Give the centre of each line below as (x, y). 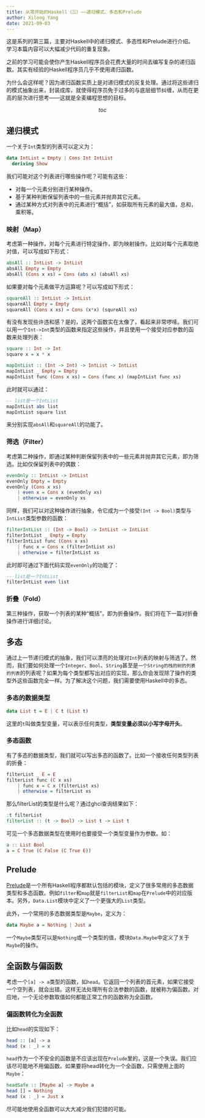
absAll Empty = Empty (34, 269)
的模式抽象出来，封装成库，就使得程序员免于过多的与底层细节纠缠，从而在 (100, 90)
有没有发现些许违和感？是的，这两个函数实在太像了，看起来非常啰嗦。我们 (100, 322)
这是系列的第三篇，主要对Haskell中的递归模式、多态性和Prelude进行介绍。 (100, 41)
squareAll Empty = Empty (38, 304)
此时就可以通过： (28, 389)
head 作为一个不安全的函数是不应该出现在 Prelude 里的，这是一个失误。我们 (99, 1058)
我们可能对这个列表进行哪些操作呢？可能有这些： (68, 176)
